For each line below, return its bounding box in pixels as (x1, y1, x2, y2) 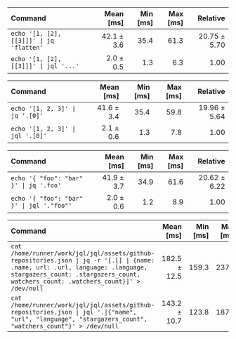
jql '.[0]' (11, 132, 47, 140)
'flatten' (11, 44, 44, 51)
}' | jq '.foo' (11, 182, 62, 189)
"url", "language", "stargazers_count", (11, 315, 147, 323)
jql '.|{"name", (82, 308, 137, 316)
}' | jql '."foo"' (11, 201, 72, 209)
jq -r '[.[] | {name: (82, 256, 155, 264)
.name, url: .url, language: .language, (11, 263, 147, 271)
